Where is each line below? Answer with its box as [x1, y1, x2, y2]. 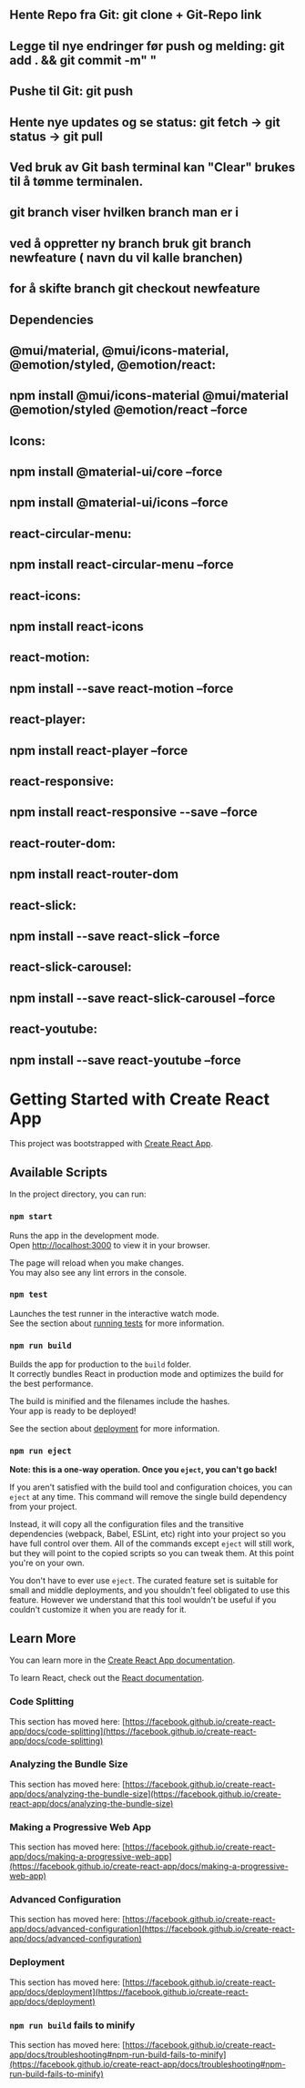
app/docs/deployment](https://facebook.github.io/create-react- [9, 1986, 249, 1997]
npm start [9, 1211, 53, 1222]
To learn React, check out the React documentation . [9, 1673, 205, 1684]
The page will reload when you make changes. [9, 1257, 185, 1268]
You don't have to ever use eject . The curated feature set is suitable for [9, 1575, 279, 1586]
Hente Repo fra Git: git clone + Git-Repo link [9, 7, 262, 23]
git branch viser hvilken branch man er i [9, 205, 239, 220]
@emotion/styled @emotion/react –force [9, 402, 248, 418]
